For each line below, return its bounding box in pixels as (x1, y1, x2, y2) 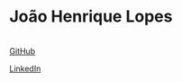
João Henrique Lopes (9, 6, 173, 27)
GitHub (9, 45, 36, 56)
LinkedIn (9, 63, 41, 74)
